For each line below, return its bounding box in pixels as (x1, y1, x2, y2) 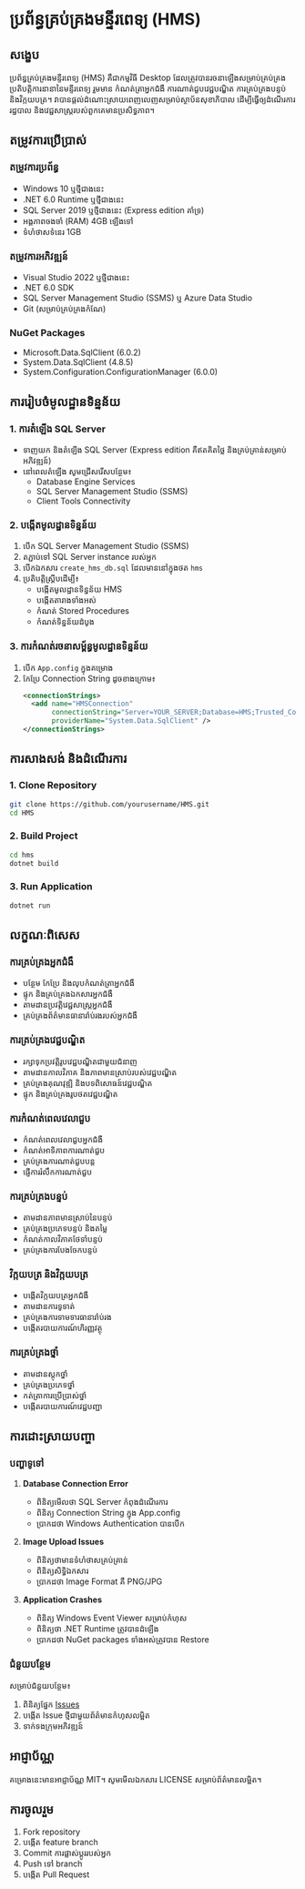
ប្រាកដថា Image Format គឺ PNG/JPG (36, 1576, 163, 1587)
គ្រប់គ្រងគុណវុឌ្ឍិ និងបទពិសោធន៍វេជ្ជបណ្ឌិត (22, 1077, 153, 1088)
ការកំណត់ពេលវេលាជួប (9, 1112, 91, 1124)
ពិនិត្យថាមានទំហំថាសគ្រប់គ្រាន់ (36, 1555, 129, 1566)
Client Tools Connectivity (36, 495, 131, 506)
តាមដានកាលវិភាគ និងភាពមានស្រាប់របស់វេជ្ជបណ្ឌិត (22, 1066, 178, 1077)
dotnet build (9, 858, 59, 868)
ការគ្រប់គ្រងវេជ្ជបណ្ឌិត (9, 1034, 86, 1047)
